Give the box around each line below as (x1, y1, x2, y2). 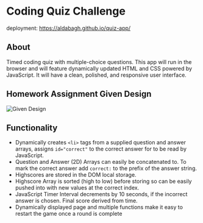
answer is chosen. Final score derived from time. (15, 197, 138, 205)
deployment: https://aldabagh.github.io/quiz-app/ (6, 24, 131, 32)
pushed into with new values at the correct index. (15, 184, 140, 191)
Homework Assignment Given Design (6, 89, 152, 99)
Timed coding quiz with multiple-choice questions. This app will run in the (6, 58, 192, 65)
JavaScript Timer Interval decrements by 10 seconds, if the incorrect (15, 191, 188, 198)
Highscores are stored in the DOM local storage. (15, 171, 137, 179)
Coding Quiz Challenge (6, 4, 126, 18)
